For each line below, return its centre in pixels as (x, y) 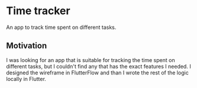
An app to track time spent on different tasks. (61, 27)
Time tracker (38, 11)
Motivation (27, 46)
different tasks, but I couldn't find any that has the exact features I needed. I (98, 66)
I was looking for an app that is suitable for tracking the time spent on (91, 60)
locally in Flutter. (26, 79)
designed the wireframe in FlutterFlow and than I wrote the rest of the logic (98, 73)
